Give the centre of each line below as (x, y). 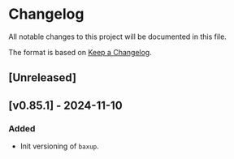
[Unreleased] (43, 78)
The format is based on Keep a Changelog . (80, 52)
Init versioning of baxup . (59, 146)
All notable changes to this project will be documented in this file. (118, 37)
